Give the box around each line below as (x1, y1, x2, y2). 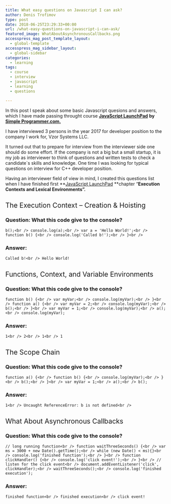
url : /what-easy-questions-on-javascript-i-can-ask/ (5, 27, 120, 32)
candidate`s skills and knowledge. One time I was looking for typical (5, 160, 148, 166)
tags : (5, 65, 17, 70)
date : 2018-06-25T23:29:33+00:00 (5, 22, 77, 27)
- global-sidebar (10, 50, 47, 55)
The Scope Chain (5, 347, 60, 357)
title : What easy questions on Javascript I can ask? (5, 7, 123, 13)
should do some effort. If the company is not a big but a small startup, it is (5, 149, 161, 155)
